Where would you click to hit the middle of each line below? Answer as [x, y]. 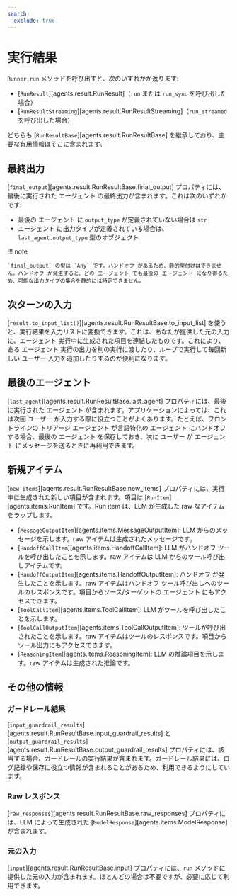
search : [19, 14]
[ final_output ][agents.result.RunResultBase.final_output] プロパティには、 [116, 187]
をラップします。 [32, 515]
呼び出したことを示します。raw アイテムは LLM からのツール [118, 556]
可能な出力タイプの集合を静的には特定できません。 [81, 281]
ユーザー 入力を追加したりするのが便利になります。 [96, 358]
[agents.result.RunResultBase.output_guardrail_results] [87, 750]
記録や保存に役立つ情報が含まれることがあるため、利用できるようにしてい [122, 767]
